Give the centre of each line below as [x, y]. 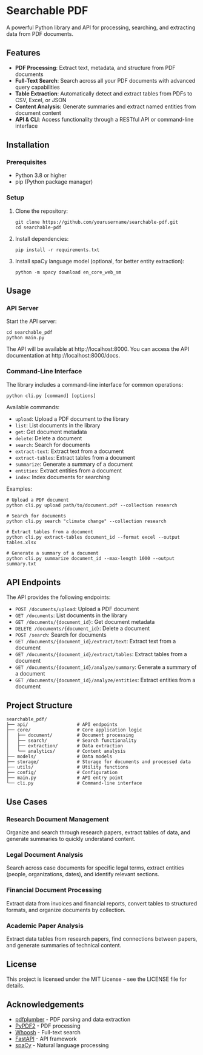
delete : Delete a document [48, 438]
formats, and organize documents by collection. [66, 910]
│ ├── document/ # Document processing [70, 735]
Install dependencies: [42, 238]
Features [23, 53]
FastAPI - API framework [46, 1039]
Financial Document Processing [54, 890]
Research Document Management [58, 819]
